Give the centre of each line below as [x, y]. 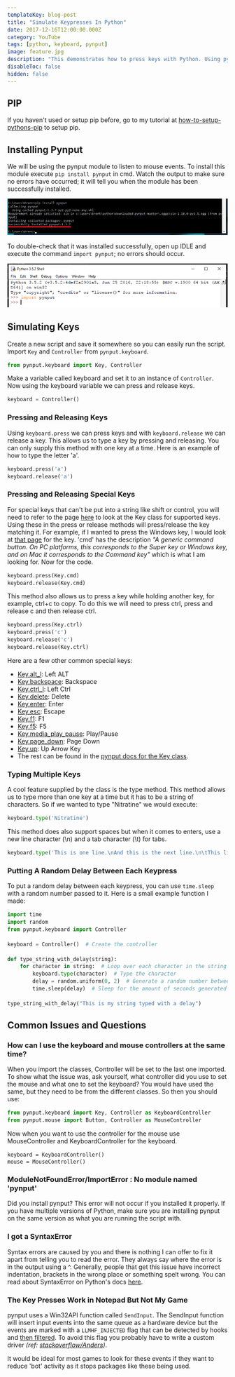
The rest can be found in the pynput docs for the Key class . [103, 756]
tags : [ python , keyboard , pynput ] [58, 45]
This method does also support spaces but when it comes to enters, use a [114, 832]
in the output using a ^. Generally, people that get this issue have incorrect [114, 1267]
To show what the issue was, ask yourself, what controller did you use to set [117, 1077]
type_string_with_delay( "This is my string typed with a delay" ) [104, 1003]
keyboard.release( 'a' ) [40, 476]
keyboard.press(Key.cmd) [43, 575]
